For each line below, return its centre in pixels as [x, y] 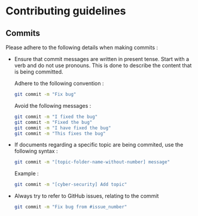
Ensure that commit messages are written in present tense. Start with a [102, 59]
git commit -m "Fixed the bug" [53, 122]
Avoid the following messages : [53, 105]
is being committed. [39, 72]
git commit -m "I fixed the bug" [56, 117]
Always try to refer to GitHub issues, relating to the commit [86, 196]
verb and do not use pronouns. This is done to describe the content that [103, 65]
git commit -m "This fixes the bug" [60, 133]
